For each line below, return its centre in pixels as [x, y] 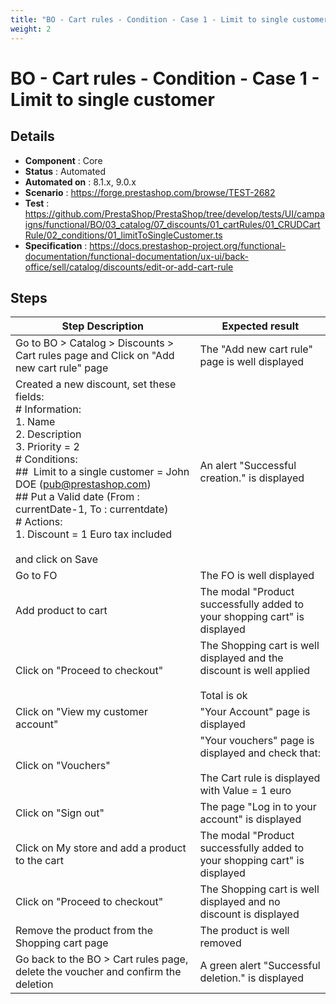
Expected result [260, 326]
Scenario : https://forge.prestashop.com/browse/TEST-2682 [150, 192]
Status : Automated [65, 171]
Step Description [102, 326]
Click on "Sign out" [60, 813]
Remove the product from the [84, 931]
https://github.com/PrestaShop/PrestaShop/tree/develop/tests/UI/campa [174, 213]
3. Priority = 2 [47, 447]
